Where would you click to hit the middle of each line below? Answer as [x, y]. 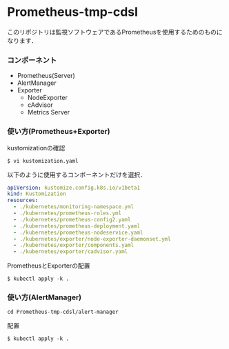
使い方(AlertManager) [44, 297]
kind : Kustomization [37, 194]
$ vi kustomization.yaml [43, 161]
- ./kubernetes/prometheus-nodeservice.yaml [78, 232]
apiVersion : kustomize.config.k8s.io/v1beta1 [73, 188]
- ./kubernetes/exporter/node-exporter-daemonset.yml [92, 239]
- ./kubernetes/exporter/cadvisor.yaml [71, 252]
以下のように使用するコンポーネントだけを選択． [77, 174]
